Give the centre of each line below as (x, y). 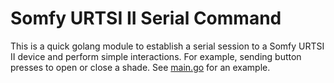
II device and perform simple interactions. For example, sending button (156, 56)
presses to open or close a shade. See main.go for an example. (140, 67)
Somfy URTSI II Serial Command (146, 18)
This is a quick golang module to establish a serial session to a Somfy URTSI (167, 46)
